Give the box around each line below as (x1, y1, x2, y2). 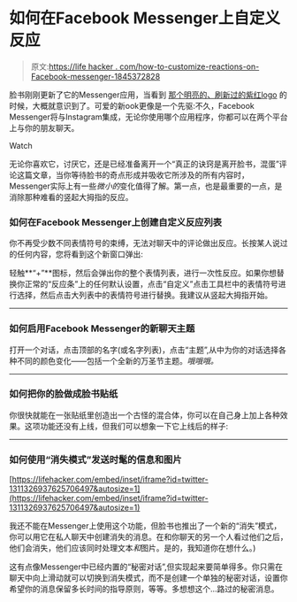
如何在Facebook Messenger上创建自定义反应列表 (9, 216, 223, 228)
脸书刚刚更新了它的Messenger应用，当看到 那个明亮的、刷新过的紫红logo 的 (9, 89, 287, 100)
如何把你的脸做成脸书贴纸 (9, 388, 118, 400)
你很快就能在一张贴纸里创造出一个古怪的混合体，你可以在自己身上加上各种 (9, 409, 280, 421)
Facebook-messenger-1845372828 (30, 71, 161, 81)
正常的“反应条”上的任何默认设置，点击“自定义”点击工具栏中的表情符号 (24, 279, 278, 289)
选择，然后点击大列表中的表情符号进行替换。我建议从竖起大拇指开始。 (16, 289, 272, 301)
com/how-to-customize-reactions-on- (118, 61, 260, 72)
